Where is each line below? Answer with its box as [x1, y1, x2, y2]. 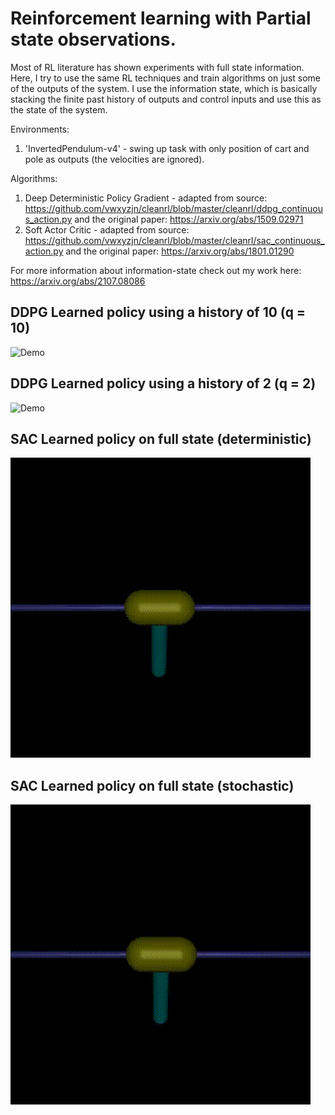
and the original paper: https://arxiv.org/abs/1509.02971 [74, 213, 304, 225]
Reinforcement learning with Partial [10, 7, 312, 30]
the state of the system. [10, 103, 108, 116]
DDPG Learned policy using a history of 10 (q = [10, 304, 307, 321]
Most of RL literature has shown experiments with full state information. [10, 61, 305, 73]
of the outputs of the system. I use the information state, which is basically [10, 82, 318, 94]
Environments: [10, 123, 70, 135]
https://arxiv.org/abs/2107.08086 [10, 275, 146, 287]
